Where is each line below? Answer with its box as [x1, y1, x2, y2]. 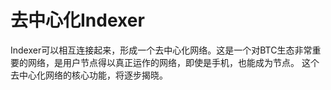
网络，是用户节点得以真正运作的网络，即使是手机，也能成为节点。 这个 [27, 56, 320, 68]
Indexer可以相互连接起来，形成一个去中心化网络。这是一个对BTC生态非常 [10, 44, 313, 56]
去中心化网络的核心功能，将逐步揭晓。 [10, 69, 168, 81]
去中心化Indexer [10, 9, 145, 32]
